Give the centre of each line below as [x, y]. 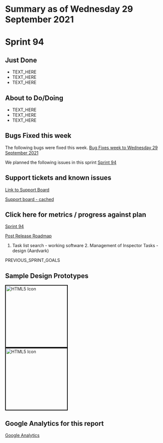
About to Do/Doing [34, 98]
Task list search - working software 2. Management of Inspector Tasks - [85, 246]
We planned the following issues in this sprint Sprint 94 [61, 162]
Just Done [21, 60]
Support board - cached [29, 199]
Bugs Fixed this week [38, 136]
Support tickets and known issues [58, 178]
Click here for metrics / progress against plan [76, 215]
